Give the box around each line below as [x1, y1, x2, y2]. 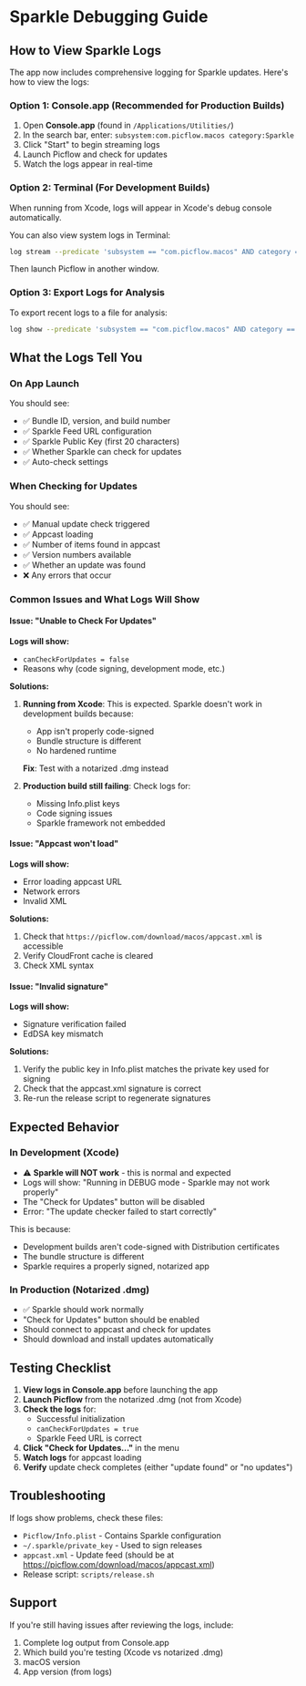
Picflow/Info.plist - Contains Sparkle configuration [22, 1529, 221, 1541]
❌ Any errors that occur [22, 570, 112, 581]
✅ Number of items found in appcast [22, 539, 161, 550]
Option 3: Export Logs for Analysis [9, 286, 166, 299]
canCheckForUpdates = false [22, 654, 129, 664]
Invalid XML [22, 895, 67, 906]
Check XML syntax [22, 960, 94, 971]
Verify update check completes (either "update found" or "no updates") [22, 1461, 293, 1473]
